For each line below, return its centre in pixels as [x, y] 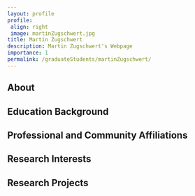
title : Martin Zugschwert [45, 40]
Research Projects [48, 183]
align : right [29, 27]
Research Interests [49, 159]
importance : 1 [28, 53]
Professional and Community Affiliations [97, 135]
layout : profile [31, 14]
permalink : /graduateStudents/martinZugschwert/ [79, 59]
